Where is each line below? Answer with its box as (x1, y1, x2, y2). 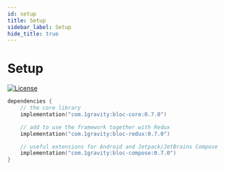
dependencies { (7, 98, 53, 105)
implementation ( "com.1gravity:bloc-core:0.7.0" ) (20, 110, 167, 118)
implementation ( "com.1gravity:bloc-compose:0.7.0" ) (20, 149, 177, 157)
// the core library (20, 104, 81, 112)
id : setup (7, 10, 37, 18)
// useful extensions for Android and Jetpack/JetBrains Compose (20, 143, 219, 150)
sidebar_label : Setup (7, 23, 72, 30)
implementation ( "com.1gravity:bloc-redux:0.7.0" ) (20, 130, 171, 137)
